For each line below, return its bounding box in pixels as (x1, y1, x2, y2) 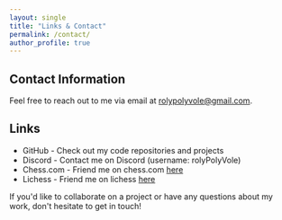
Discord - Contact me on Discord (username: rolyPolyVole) (22, 154, 241, 165)
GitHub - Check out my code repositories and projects (22, 145, 224, 155)
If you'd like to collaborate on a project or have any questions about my (9, 190, 273, 202)
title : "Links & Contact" (9, 22, 106, 31)
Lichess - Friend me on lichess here (22, 173, 156, 184)
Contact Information (9, 71, 126, 86)
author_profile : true (9, 38, 91, 48)
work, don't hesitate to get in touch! (9, 200, 142, 211)
